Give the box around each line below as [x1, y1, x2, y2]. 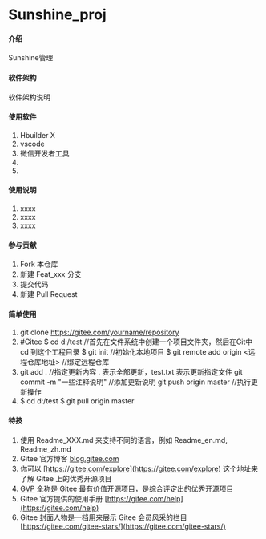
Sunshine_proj [8, 6, 107, 24]
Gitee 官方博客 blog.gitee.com [19, 453, 119, 463]
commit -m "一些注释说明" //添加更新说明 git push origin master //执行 [19, 377, 252, 387]
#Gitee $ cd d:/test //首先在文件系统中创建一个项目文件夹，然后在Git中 [19, 337, 253, 346]
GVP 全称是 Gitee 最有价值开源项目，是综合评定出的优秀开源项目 [19, 484, 234, 493]
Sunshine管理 [8, 53, 54, 63]
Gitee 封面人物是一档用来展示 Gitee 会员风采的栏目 [19, 512, 187, 522]
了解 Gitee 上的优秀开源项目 [19, 473, 112, 483]
